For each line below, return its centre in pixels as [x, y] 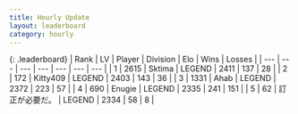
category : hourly [42, 34]
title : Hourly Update [50, 17]
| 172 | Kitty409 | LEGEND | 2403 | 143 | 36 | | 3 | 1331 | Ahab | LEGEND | [143, 78]
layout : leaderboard [48, 26]
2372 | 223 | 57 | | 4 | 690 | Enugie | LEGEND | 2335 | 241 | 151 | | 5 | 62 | [143, 89]
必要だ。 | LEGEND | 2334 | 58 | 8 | [89, 100]
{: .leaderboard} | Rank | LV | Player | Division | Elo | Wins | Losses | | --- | [145, 60]
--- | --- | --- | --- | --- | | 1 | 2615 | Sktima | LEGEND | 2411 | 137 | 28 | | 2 [153, 69]
